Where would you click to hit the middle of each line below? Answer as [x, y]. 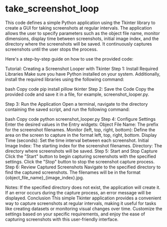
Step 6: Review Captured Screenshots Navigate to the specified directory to [83, 167]
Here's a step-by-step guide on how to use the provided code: [69, 59]
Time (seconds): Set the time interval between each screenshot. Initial [77, 140]
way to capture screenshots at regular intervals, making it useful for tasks [81, 203]
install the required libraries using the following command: [65, 79]
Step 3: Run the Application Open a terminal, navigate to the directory [77, 104]
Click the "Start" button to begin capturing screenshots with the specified [81, 156]
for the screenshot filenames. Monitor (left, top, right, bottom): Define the [80, 130]
